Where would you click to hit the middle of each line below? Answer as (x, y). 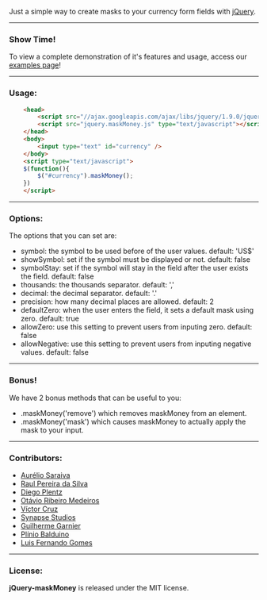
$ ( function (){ (46, 169)
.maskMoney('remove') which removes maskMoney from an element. (133, 413)
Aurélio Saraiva (45, 475)
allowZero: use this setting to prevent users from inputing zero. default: (136, 327)
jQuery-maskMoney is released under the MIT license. (99, 588)
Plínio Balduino (45, 534)
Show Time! (32, 39)
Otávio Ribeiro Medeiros (60, 500)
